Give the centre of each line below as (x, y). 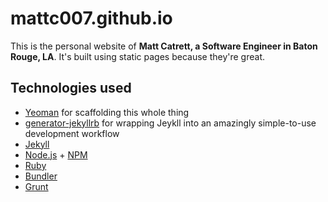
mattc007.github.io (91, 18)
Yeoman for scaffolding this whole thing (107, 112)
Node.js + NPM (56, 154)
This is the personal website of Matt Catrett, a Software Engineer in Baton (164, 46)
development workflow (72, 133)
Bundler (41, 176)
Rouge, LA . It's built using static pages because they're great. (137, 56)
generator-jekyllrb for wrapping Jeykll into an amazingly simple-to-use (170, 123)
